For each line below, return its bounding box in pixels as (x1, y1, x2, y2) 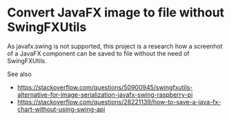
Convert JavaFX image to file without (7, 5, 225, 21)
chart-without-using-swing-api (17, 105, 106, 113)
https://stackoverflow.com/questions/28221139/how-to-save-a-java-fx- (17, 97, 221, 106)
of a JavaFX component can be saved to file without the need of (7, 49, 190, 58)
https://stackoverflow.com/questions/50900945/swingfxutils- (17, 83, 193, 91)
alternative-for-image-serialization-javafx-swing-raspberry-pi (17, 91, 193, 99)
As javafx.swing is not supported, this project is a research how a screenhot (7, 42, 223, 50)
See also (7, 70, 32, 78)
